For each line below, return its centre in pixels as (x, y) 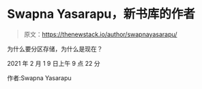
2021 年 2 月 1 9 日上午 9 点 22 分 (54, 63)
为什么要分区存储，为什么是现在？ (55, 49)
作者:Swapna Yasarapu (39, 78)
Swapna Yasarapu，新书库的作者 (101, 14)
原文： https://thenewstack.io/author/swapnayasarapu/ (100, 34)
